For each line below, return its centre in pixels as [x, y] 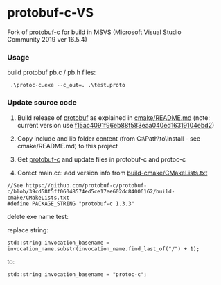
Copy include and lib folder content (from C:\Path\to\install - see [109, 138]
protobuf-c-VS [50, 13]
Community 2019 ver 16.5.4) [47, 39]
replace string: [28, 230]
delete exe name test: [38, 216]
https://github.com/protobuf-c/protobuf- [86, 185]
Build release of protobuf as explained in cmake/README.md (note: [113, 118]
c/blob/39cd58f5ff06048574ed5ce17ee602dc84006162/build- [91, 191]
